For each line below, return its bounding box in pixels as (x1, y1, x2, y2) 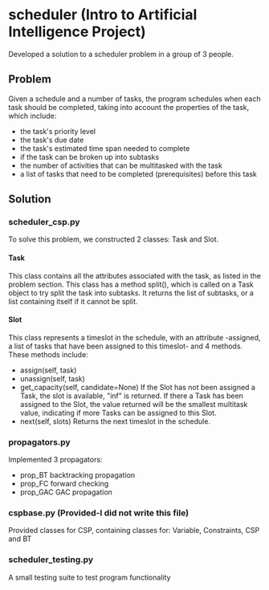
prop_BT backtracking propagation (19, 470, 136, 480)
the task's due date (19, 135, 84, 144)
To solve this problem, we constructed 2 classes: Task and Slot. (8, 234, 219, 244)
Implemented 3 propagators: (8, 455, 103, 465)
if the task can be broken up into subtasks (19, 152, 159, 161)
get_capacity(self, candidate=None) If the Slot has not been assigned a (19, 382, 255, 392)
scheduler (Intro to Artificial (8, 6, 198, 24)
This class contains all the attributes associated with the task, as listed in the (8, 271, 261, 280)
